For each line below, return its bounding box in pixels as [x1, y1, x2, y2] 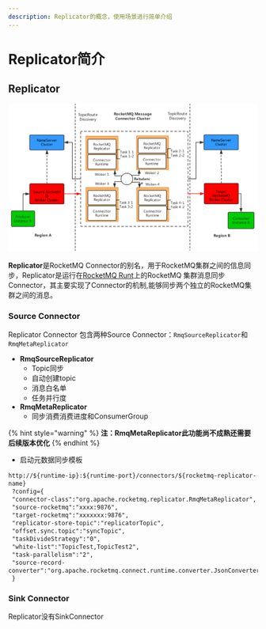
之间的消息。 [14, 290, 57, 300]
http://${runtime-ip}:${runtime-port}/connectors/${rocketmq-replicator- [8, 472, 257, 479]
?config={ [11, 487, 44, 495]
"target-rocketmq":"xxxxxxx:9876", [11, 511, 129, 519]
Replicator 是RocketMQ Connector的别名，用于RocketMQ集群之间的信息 [8, 261, 245, 271]
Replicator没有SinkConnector [8, 612, 104, 621]
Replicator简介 [8, 50, 105, 68]
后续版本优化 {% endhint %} [8, 438, 101, 447]
